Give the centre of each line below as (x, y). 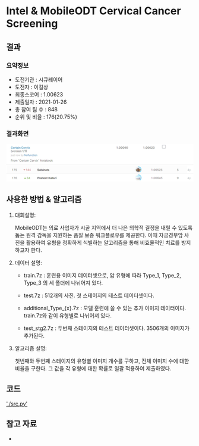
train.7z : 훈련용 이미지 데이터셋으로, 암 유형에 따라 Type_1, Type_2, (102, 275)
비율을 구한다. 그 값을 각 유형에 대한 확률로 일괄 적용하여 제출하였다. (93, 368)
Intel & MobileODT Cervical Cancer (94, 11)
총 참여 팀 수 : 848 (36, 109)
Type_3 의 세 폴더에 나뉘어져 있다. (63, 283)
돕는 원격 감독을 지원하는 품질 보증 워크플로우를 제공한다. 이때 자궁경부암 (99, 235)
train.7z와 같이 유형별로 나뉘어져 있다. (67, 315)
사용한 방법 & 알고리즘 (44, 200)
